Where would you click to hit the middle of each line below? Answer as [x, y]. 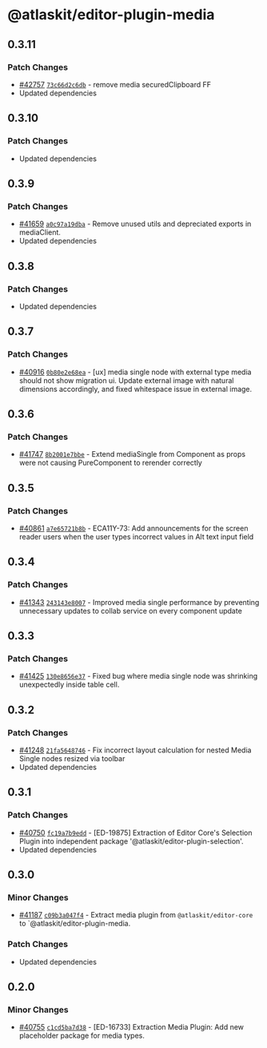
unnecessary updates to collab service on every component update [131, 611]
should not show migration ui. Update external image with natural [126, 380]
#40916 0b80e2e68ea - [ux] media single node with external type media [135, 372]
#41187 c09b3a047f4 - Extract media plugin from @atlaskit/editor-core [136, 915]
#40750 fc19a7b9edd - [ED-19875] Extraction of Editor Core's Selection [135, 832]
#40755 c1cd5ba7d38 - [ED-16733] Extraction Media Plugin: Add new [132, 1027]
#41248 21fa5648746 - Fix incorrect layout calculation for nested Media [135, 750]
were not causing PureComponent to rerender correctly [111, 463]
